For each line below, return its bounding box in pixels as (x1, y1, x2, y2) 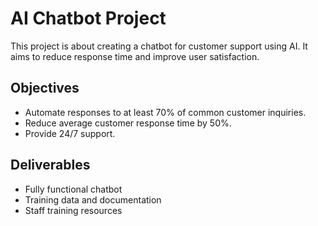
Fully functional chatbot (24, 183, 123, 195)
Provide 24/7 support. (24, 127, 116, 139)
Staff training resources (24, 204, 123, 216)
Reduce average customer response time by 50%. (24, 117, 232, 129)
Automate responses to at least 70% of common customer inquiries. (24, 106, 307, 118)
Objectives (10, 80, 80, 97)
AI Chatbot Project (10, 7, 167, 30)
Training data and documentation (24, 193, 162, 206)
